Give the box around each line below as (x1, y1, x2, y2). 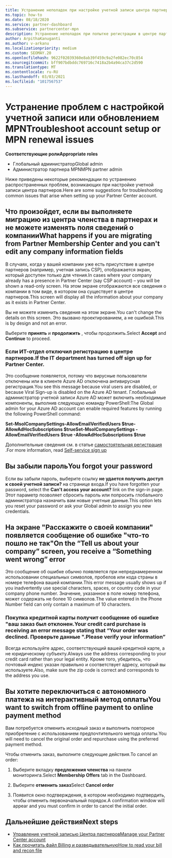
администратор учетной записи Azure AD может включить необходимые (5, 394, 166, 401)
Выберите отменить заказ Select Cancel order (12, 782, 114, 788)
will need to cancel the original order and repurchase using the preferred (5, 735, 159, 742)
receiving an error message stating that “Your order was (5, 627, 148, 634)
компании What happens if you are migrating (5, 231, 152, 240)
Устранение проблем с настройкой (5, 101, 165, 113)
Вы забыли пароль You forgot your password (5, 462, 153, 471)
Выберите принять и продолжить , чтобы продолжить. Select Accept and (5, 330, 166, 336)
